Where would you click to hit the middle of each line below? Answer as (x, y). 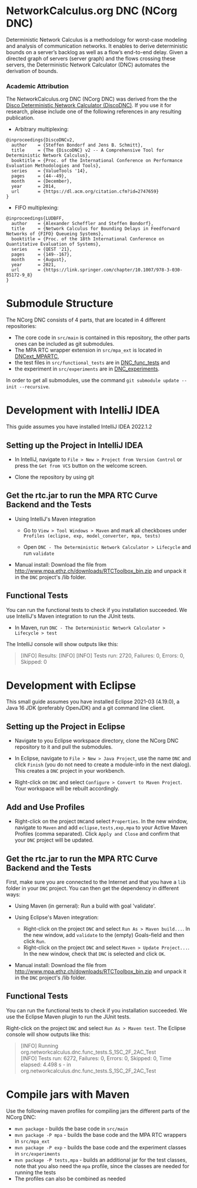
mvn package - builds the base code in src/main (71, 1129)
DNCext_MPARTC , (37, 356)
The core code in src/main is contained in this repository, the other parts (102, 337)
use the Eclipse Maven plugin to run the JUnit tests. (69, 1017)
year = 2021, (34, 265)
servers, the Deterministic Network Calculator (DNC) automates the (88, 64)
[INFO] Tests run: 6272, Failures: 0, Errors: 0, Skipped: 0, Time (96, 1058)
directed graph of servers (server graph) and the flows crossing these (91, 58)
